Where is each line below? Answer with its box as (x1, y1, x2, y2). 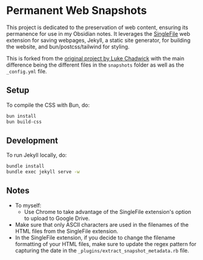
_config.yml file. (6, 67, 47, 75)
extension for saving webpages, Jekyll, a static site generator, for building (6, 36, 191, 44)
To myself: (15, 201, 42, 209)
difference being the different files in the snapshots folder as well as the (6, 61, 184, 68)
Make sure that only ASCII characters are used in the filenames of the (15, 221, 189, 228)
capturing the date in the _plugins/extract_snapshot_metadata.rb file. (15, 247, 190, 254)
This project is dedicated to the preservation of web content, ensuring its (6, 24, 188, 31)
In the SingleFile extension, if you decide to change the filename (15, 234, 176, 241)
